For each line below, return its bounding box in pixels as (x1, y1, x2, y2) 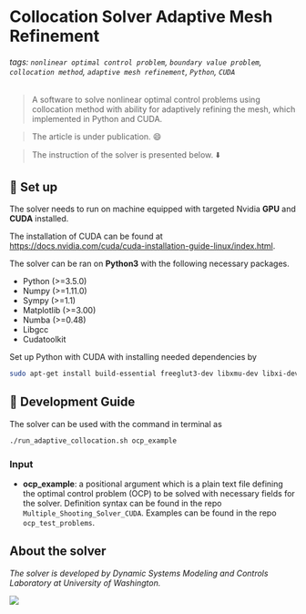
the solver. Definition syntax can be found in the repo (22, 498, 222, 509)
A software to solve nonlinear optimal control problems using (31, 94, 261, 106)
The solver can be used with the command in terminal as (9, 418, 223, 429)
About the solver (9, 544, 107, 559)
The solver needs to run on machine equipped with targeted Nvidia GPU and (9, 203, 296, 215)
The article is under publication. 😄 (31, 131, 162, 142)
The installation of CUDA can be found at (9, 230, 164, 242)
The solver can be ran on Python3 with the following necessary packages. (9, 258, 290, 270)
